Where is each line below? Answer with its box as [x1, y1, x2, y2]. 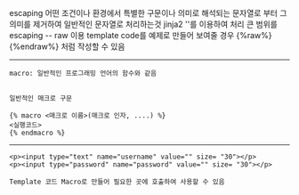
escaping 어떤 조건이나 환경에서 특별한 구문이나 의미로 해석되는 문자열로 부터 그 [9, 8, 287, 18]
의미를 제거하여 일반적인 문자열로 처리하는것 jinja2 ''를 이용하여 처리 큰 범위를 [9, 19, 278, 29]
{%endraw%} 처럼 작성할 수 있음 [9, 41, 125, 52]
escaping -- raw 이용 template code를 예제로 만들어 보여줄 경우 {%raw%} [9, 30, 272, 40]
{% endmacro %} [9, 128, 66, 137]
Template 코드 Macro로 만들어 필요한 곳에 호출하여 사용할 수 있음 [9, 177, 225, 186]
